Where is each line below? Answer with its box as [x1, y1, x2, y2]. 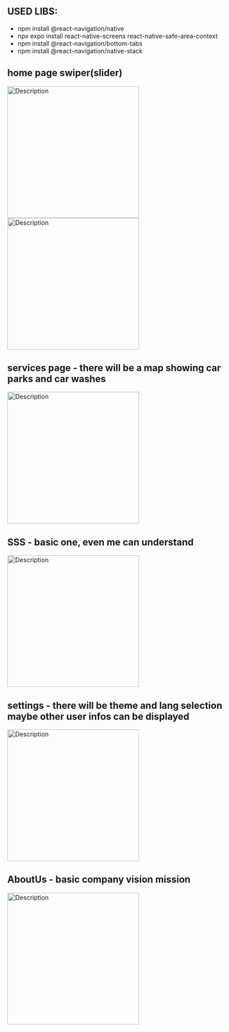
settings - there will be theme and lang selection [7, 699, 223, 712]
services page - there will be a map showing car [7, 362, 221, 374]
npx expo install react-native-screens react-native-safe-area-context [17, 32, 218, 40]
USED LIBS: [7, 6, 58, 18]
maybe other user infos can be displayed [7, 710, 190, 722]
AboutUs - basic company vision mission [7, 874, 191, 886]
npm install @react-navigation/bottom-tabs [17, 39, 143, 48]
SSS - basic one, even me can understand [7, 536, 195, 548]
